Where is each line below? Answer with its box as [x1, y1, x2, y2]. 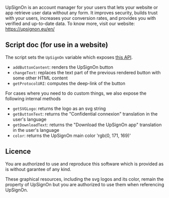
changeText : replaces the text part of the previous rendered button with [12, 69, 161, 75]
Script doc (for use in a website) [5, 41, 108, 49]
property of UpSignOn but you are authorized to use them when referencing [5, 181, 164, 187]
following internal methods [5, 95, 61, 101]
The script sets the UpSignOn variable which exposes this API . [5, 54, 133, 60]
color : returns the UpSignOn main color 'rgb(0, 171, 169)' [12, 132, 131, 138]
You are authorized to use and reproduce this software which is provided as [5, 160, 164, 167]
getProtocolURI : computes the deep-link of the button [12, 80, 125, 86]
